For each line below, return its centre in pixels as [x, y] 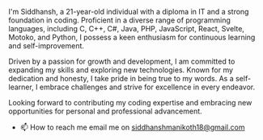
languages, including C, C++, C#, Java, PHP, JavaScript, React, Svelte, [127, 29]
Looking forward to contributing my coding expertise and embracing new [130, 103]
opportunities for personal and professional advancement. [105, 111]
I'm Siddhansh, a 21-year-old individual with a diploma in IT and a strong [129, 12]
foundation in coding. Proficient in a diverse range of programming [119, 20]
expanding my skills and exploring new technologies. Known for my [121, 70]
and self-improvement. [47, 46]
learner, [21, 87]
